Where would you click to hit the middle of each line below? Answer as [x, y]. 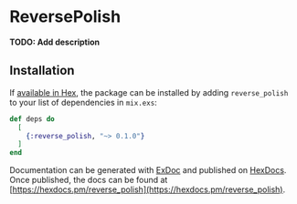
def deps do [32, 119]
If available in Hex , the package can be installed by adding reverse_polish [149, 92]
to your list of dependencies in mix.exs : [83, 102]
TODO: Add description [55, 42]
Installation [42, 71]
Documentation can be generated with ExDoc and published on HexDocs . [148, 170]
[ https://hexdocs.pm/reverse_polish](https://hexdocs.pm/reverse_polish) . [148, 189]
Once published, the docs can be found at [89, 180]
